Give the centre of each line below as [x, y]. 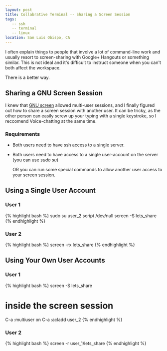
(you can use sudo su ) [35, 160]
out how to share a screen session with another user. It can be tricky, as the [83, 110]
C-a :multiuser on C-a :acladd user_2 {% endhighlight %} [64, 320]
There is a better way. [27, 77]
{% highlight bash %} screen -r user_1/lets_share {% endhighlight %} [76, 343]
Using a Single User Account [51, 190]
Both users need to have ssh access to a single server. [68, 145]
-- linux [21, 33]
